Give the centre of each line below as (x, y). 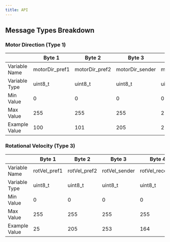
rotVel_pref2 (82, 171)
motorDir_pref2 (93, 70)
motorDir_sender (136, 70)
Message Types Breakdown (50, 31)
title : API (17, 10)
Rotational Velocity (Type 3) (40, 146)
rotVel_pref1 (48, 171)
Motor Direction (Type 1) (36, 44)
